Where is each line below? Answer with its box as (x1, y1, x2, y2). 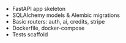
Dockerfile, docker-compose (12, 24, 85, 31)
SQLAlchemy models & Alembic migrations (12, 12, 120, 19)
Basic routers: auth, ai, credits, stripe (12, 18, 105, 25)
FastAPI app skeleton (12, 5, 66, 12)
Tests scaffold (12, 31, 48, 38)
